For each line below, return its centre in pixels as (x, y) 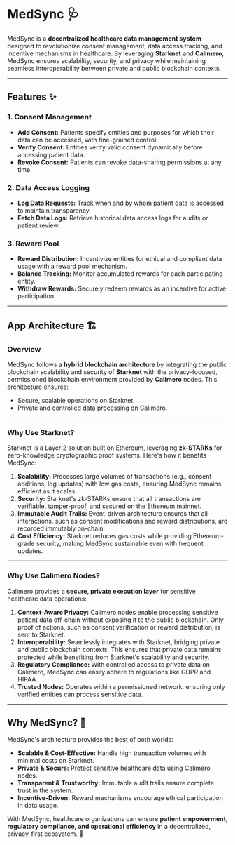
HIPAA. (28, 679)
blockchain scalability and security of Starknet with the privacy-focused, (113, 372)
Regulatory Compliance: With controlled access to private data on (113, 664)
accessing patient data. (51, 154)
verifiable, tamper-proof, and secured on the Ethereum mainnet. (109, 506)
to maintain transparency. (54, 210)
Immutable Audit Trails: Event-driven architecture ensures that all (113, 514)
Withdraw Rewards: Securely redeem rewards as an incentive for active (121, 288)
